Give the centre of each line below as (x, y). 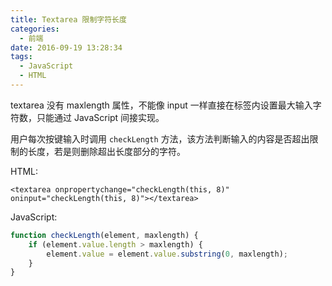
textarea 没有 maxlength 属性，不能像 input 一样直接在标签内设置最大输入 (161, 105)
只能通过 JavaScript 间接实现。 (100, 117)
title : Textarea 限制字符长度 (68, 19)
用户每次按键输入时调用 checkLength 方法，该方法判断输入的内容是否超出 (160, 138)
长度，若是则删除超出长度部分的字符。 (106, 151)
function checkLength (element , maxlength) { (104, 235)
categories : (35, 29)
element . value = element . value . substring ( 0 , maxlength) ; (167, 254)
